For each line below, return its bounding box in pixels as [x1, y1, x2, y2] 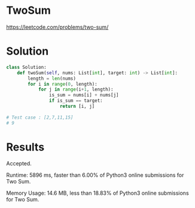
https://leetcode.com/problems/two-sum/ [6, 23, 109, 31]
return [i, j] [59, 103, 95, 109]
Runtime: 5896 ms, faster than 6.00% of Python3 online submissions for [6, 171, 184, 179]
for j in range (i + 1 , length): [38, 86, 114, 93]
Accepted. [6, 160, 32, 167]
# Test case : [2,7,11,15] [6, 114, 74, 120]
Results [6, 140, 45, 153]
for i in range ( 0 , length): [28, 81, 97, 87]
